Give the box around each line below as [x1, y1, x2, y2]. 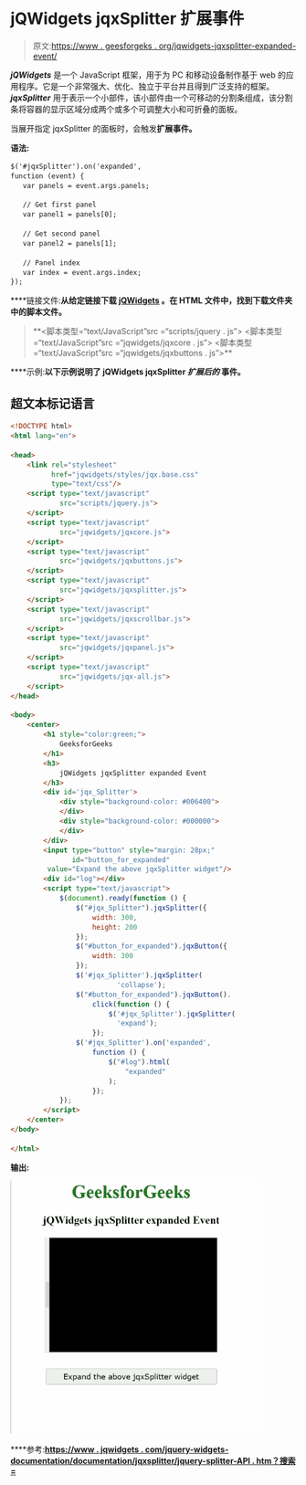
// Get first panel [22, 200, 97, 210]
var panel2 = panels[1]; [22, 238, 118, 247]
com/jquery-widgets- [144, 1444, 229, 1455]
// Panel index [22, 258, 80, 268]
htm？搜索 [256, 1455, 296, 1466]
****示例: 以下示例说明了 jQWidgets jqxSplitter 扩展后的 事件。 [10, 366, 246, 377]
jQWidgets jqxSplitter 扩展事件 [10, 8, 245, 29]
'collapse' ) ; [116, 980, 167, 989]
